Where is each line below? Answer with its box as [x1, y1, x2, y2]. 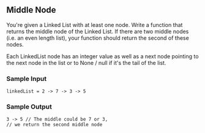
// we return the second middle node [6, 122, 103, 128]
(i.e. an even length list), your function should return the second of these [6, 34, 190, 42]
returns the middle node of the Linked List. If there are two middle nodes [6, 28, 189, 35]
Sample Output [6, 102, 52, 111]
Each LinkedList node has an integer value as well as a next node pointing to [6, 52, 199, 60]
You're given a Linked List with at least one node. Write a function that [6, 21, 183, 28]
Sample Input [6, 74, 47, 83]
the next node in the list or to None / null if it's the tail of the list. [6, 59, 166, 66]
